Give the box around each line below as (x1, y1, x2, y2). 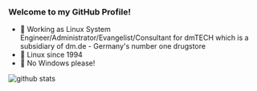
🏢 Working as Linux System (19, 25, 111, 34)
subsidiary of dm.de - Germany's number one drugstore (19, 42, 206, 51)
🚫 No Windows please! (19, 58, 96, 68)
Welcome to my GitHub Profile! (8, 6, 131, 18)
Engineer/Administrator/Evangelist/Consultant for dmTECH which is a (19, 33, 249, 42)
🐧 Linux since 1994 (19, 50, 83, 60)
